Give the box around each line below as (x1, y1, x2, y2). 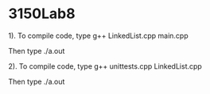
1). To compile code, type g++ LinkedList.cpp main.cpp (8, 31, 189, 40)
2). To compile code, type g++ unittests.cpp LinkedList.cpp (8, 61, 203, 71)
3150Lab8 (8, 5, 76, 23)
